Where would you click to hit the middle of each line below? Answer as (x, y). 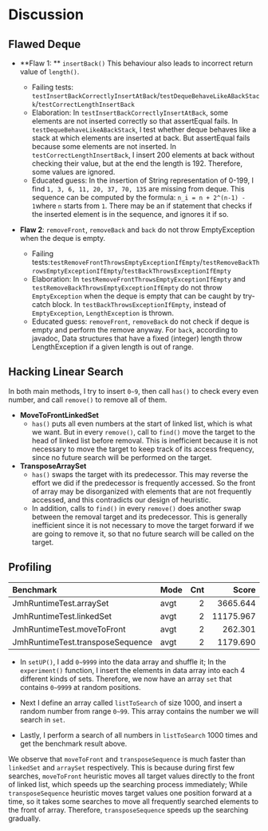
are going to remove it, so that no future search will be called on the (143, 534)
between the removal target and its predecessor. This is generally (139, 517)
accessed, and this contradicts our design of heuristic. (121, 499)
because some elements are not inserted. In (104, 146)
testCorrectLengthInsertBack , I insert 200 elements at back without (143, 155)
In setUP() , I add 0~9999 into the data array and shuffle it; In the (123, 662)
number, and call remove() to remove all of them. (88, 400)
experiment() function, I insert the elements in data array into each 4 (132, 670)
